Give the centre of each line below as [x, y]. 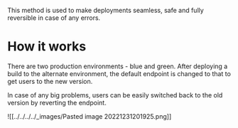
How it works [47, 47]
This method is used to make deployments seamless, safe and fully [106, 10]
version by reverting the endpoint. [57, 102]
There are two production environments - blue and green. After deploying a [118, 66]
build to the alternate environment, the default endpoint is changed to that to [119, 73]
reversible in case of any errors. [54, 18]
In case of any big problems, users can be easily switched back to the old [115, 95]
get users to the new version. [50, 81]
